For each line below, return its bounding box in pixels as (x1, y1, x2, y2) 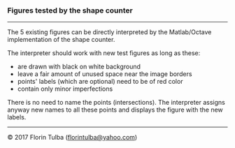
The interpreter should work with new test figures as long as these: (7, 49, 201, 57)
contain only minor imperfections (17, 84, 113, 93)
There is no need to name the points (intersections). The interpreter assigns (7, 98, 226, 107)
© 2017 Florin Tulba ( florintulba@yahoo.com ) (7, 133, 138, 142)
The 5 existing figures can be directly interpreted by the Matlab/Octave (7, 28, 212, 36)
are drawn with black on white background (17, 62, 141, 71)
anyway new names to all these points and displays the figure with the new (7, 105, 224, 114)
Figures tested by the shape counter (7, 6, 133, 15)
